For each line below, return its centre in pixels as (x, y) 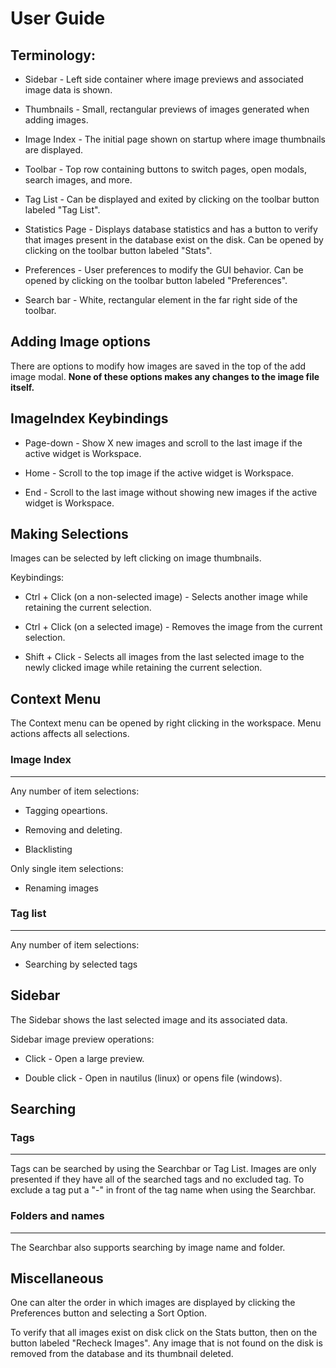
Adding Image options (80, 342)
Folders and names (57, 1216)
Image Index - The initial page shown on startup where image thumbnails (175, 139)
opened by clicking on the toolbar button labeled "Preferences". (156, 280)
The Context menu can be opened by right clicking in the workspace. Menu (166, 723)
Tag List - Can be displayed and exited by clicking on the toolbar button (172, 199)
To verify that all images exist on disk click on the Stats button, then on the (164, 1333)
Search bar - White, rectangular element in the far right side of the (161, 300)
